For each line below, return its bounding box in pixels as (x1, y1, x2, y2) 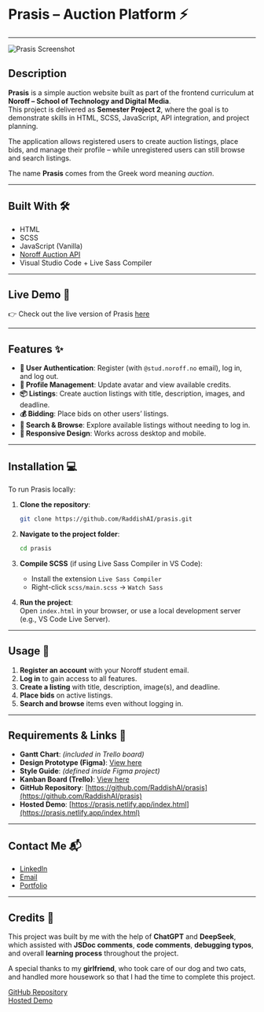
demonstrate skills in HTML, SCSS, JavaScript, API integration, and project (8, 112, 250, 122)
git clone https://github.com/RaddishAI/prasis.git (19, 515, 192, 523)
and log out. (19, 372, 59, 381)
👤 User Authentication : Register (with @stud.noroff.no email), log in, (19, 363, 242, 373)
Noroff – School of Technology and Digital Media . (8, 96, 171, 105)
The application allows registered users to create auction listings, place (8, 136, 239, 145)
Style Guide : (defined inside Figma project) (19, 767, 160, 776)
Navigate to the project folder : (19, 529, 120, 539)
